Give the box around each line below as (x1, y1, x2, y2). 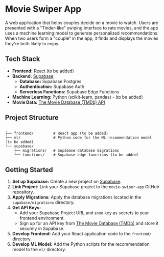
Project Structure (5, 114, 59, 122)
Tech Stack (5, 55, 40, 63)
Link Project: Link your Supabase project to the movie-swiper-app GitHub (12, 184, 160, 190)
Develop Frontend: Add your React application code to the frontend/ (12, 231, 152, 237)
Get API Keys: (12, 205, 41, 211)
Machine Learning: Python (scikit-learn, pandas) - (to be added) (12, 94, 143, 100)
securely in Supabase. (19, 226, 65, 231)
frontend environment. (19, 215, 65, 221)
